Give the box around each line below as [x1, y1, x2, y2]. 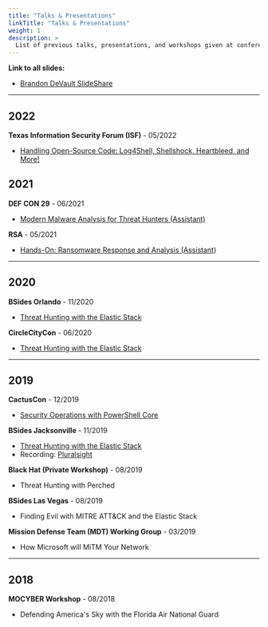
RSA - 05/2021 [8, 229, 57, 239]
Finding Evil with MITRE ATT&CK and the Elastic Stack [19, 511, 198, 521]
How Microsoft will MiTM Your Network [19, 542, 150, 552]
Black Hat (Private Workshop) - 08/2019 [8, 465, 143, 475]
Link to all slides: [8, 63, 65, 73]
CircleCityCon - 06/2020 [8, 328, 93, 337]
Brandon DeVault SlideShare [19, 79, 113, 89]
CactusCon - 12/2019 [8, 395, 80, 404]
